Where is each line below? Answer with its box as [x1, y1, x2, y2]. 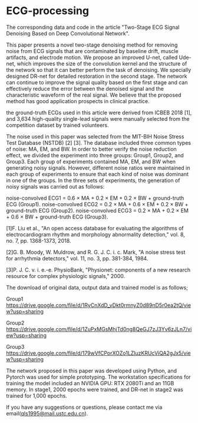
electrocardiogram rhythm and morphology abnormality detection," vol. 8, [6, 231, 186, 238]
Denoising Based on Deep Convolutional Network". [6, 29, 130, 37]
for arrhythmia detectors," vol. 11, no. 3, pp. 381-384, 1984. [6, 255, 148, 262]
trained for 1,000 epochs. [6, 392, 68, 399]
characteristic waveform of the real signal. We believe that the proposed [6, 91, 181, 98]
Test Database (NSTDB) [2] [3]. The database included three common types [6, 139, 192, 146]
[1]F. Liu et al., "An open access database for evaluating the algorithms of [6, 224, 184, 232]
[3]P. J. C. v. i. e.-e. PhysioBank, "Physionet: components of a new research [6, 266, 190, 273]
